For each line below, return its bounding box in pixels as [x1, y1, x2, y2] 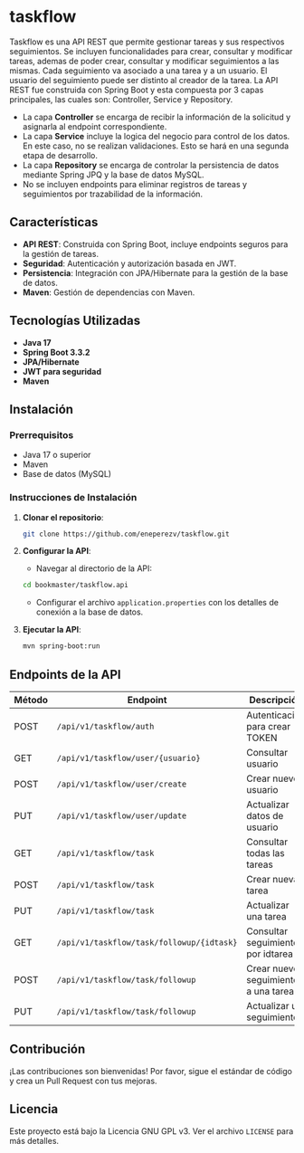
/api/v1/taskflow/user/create [56, 778, 187, 789]
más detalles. [9, 1135, 60, 1146]
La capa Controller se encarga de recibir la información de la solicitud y [22, 111, 291, 122]
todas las [246, 846, 285, 859]
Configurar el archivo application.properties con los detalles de [35, 597, 279, 608]
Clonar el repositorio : [22, 511, 104, 522]
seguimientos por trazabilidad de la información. [22, 188, 204, 199]
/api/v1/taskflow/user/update [56, 810, 187, 821]
